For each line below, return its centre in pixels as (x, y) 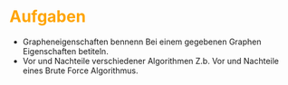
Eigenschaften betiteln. (65, 51)
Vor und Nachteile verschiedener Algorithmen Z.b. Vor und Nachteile (150, 61)
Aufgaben (48, 17)
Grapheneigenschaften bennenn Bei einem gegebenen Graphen (142, 42)
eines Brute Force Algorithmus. (80, 71)
